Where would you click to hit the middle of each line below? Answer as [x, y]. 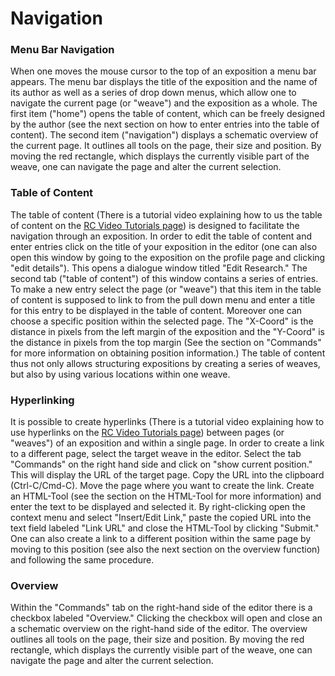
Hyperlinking [42, 400]
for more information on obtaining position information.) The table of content [168, 353]
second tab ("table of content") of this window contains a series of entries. [164, 278]
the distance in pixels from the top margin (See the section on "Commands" [166, 342]
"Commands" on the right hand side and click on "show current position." [161, 464]
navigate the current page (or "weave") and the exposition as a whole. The [164, 103]
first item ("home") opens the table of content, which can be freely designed [168, 114]
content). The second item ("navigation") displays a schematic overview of [164, 135]
